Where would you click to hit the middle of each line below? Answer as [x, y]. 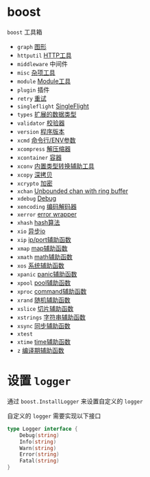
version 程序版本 [41, 131]
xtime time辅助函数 [43, 341]
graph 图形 [32, 46]
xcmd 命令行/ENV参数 [47, 140]
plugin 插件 [33, 90]
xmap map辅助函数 [42, 248]
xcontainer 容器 [39, 157]
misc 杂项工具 [36, 72]
